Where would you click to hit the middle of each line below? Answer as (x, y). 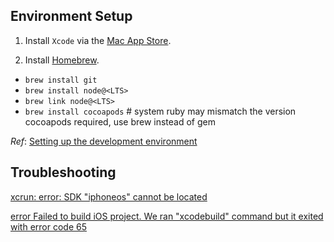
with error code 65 (48, 226)
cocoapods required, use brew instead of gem (120, 121)
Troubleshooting (63, 172)
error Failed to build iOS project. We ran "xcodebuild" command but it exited (167, 216)
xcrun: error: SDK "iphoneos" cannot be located (109, 196)
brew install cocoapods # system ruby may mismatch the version (160, 111)
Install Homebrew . (62, 60)
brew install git (61, 80)
